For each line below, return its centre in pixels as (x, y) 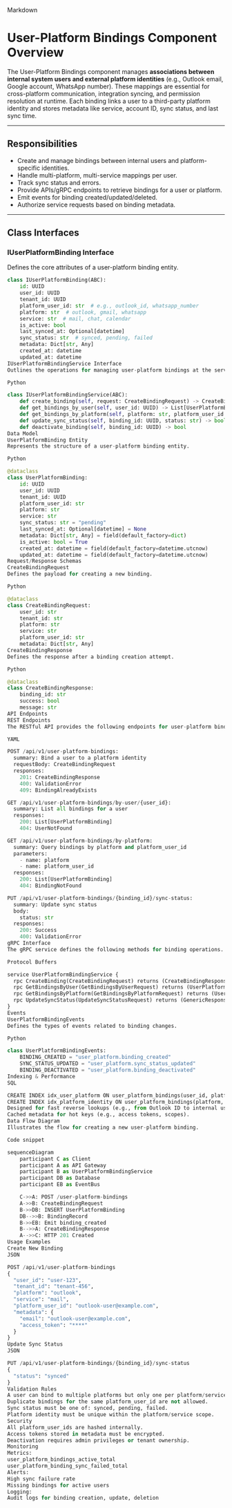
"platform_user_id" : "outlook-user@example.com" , (86, 1306)
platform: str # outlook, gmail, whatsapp (83, 312)
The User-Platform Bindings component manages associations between (111, 71)
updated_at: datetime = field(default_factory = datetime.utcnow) (114, 555)
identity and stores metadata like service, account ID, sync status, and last (113, 108)
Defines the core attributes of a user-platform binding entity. (93, 267)
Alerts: (18, 1472)
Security (20, 1421)
